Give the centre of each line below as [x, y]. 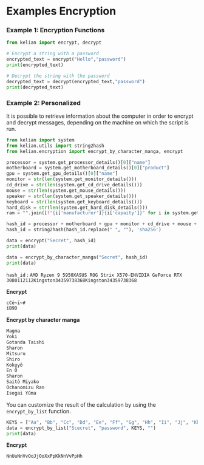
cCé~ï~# [16, 303]
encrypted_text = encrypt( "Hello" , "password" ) [66, 59]
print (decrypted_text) [35, 87]
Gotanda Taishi [25, 342]
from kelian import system [40, 140]
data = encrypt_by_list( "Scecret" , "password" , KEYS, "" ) [81, 428]
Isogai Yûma [21, 393]
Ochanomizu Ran [25, 388]
